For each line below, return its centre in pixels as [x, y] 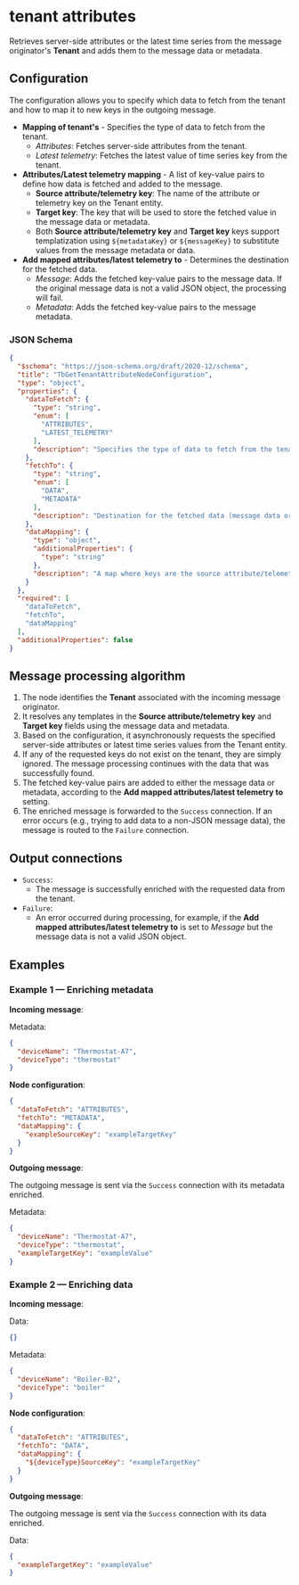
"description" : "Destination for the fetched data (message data [156, 516]
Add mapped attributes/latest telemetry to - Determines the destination [155, 260]
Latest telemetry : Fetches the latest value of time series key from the [161, 155]
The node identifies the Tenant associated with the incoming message [151, 698]
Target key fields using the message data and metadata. [125, 726]
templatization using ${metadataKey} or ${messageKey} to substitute [157, 240]
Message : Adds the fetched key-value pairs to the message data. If [159, 278]
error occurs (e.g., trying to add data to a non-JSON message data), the [154, 821]
